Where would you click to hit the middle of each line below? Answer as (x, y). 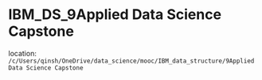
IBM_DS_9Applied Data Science (115, 15)
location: (23, 53)
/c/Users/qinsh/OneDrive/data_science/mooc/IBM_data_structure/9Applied (131, 61)
